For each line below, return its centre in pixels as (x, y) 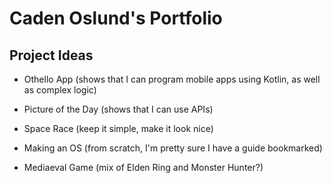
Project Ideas (51, 55)
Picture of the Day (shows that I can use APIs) (118, 109)
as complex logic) (60, 90)
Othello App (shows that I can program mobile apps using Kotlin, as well (172, 79)
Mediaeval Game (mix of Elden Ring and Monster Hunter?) (143, 167)
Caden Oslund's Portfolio (116, 18)
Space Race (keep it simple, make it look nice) (118, 128)
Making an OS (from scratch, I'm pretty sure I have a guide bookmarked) (173, 148)
